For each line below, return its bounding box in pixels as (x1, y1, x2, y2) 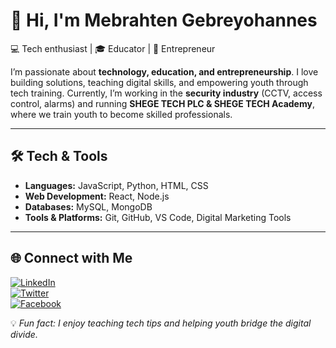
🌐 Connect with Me (10, 250, 133, 267)
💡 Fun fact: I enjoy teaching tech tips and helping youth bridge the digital (10, 317, 312, 329)
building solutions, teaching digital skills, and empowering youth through (10, 76, 309, 88)
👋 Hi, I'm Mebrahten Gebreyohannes (10, 9, 318, 32)
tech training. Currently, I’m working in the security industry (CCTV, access (10, 87, 323, 99)
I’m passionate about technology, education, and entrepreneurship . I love (10, 65, 319, 78)
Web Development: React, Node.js (24, 190, 170, 202)
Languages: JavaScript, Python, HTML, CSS (24, 179, 209, 191)
